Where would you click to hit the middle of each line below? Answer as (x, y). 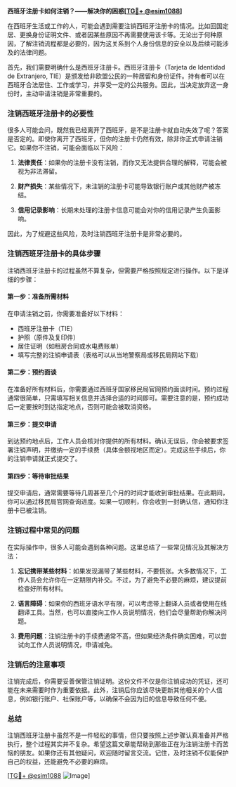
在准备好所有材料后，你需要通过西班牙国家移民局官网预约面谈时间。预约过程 (118, 389)
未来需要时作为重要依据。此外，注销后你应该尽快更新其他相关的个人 (118, 690)
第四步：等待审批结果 (38, 476)
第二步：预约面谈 (32, 372)
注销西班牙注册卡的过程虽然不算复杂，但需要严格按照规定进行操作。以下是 (115, 271)
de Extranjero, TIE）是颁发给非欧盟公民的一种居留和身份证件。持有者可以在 (116, 76)
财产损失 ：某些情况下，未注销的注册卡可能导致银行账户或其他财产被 (116, 186)
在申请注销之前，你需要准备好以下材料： (66, 313)
